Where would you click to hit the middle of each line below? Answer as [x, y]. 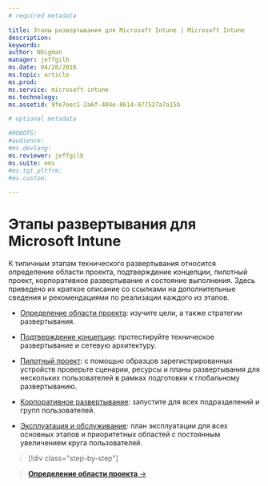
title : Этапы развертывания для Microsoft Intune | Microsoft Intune [127, 30]
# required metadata [43, 16]
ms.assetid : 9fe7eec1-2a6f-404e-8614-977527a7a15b [94, 105]
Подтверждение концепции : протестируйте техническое [117, 337]
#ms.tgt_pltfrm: [35, 170]
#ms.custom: [28, 178]
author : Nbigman [35, 53]
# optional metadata [43, 119]
